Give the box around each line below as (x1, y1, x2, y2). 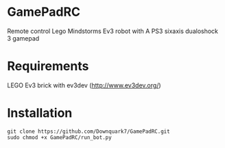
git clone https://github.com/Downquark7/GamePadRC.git (7, 128, 170, 135)
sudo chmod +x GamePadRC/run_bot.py (7, 134, 112, 141)
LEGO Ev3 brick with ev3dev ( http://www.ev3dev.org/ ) (7, 81, 161, 89)
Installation (7, 105, 73, 121)
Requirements (7, 59, 89, 74)
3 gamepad (7, 34, 40, 42)
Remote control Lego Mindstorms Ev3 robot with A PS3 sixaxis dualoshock (7, 27, 218, 35)
